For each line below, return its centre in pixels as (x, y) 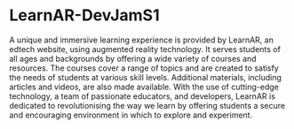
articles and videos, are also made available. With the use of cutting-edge (144, 87)
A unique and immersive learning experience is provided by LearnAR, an (141, 40)
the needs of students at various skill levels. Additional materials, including (146, 77)
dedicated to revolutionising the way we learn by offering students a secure (147, 105)
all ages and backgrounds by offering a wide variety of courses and (133, 58)
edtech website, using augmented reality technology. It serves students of (145, 49)
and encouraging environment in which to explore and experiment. (131, 115)
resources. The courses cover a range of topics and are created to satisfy (144, 68)
